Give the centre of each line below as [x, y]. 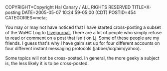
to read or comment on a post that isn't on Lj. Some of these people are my [82, 38]
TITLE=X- [142, 7]
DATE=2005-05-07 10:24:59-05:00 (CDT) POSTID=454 [79, 12]
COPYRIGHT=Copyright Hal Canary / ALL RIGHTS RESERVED [68, 7]
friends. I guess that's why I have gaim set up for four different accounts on [83, 43]
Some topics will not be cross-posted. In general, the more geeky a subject [82, 58]
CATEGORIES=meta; [26, 18]
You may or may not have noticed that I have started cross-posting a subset [83, 27]
